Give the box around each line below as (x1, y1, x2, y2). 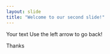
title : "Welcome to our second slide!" (6, 14, 105, 20)
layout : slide (6, 8, 42, 15)
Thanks (6, 42, 25, 49)
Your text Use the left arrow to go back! (6, 30, 103, 37)
